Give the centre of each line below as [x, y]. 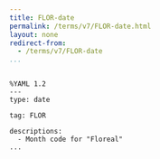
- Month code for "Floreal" [71, 140]
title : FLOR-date [42, 18]
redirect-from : [38, 43]
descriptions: [36, 132]
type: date [30, 100]
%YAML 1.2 [28, 84]
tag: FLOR [28, 116]
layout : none [34, 34]
